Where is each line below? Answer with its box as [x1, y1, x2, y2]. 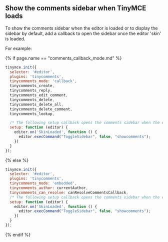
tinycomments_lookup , [9, 111, 55, 116]
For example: [5, 45, 32, 51]
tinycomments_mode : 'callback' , [9, 78, 77, 84]
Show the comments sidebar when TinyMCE [5, 4, 146, 12]
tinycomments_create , [9, 83, 55, 88]
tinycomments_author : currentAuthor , [9, 185, 88, 190]
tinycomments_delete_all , [9, 102, 64, 107]
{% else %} [5, 157, 29, 163]
